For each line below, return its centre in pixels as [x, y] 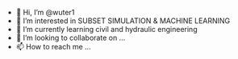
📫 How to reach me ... [53, 47]
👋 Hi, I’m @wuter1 [45, 12]
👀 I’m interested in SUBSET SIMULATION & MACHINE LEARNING [123, 21]
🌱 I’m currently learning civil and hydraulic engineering [106, 29]
